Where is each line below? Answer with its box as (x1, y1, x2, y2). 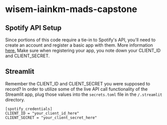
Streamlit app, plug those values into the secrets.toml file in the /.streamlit (5, 91, 162, 97)
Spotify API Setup (5, 24, 61, 32)
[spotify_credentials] (5, 106, 52, 111)
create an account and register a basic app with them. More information (5, 42, 153, 48)
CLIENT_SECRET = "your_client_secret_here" (5, 115, 97, 120)
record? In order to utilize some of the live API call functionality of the (5, 86, 148, 92)
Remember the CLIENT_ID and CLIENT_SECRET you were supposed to (5, 80, 150, 86)
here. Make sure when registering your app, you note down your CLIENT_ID (5, 48, 161, 53)
